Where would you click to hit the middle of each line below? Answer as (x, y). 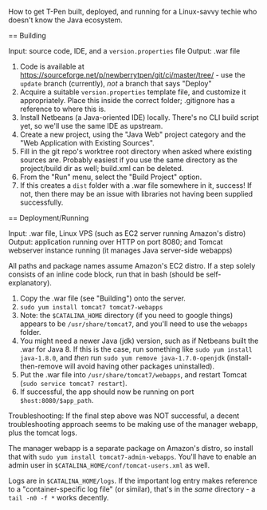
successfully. (41, 202)
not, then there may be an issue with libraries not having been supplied (136, 194)
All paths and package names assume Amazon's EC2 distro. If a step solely (132, 266)
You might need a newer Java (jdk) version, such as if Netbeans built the (139, 341)
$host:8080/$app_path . (57, 400)
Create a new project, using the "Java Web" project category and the (133, 134)
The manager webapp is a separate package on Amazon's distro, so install (131, 448)
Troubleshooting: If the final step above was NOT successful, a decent (124, 416)
